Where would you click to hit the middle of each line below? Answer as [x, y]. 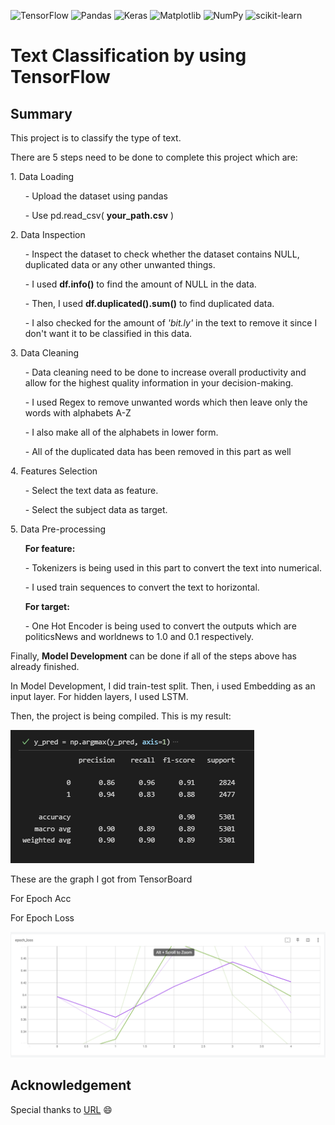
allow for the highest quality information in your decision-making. [159, 383]
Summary [41, 113]
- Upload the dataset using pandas [96, 196]
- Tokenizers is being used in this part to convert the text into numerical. [173, 568]
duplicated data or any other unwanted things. [120, 264]
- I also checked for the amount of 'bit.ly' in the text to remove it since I [171, 323]
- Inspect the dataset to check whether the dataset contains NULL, [162, 254]
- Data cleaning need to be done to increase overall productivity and [165, 372]
